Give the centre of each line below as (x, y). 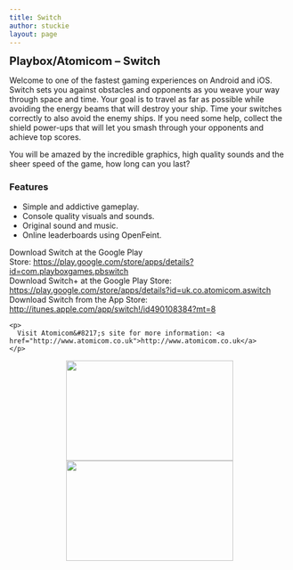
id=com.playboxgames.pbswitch (69, 271)
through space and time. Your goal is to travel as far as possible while (137, 100)
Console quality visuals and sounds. (88, 216)
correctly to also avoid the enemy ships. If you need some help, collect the (146, 118)
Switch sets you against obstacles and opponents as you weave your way (145, 90)
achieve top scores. (45, 137)
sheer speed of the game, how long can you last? (100, 164)
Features (29, 187)
